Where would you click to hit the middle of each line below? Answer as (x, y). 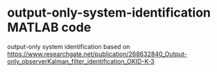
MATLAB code (49, 27)
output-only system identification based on (69, 46)
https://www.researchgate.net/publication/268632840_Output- (97, 54)
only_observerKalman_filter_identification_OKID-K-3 (81, 61)
